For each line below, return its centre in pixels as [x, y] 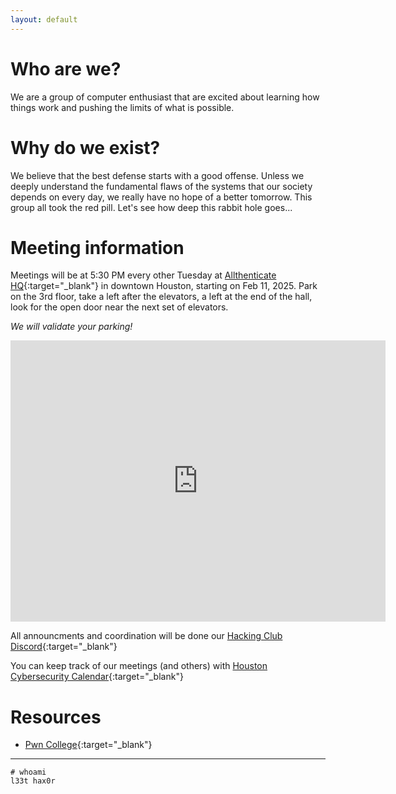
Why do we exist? [85, 147]
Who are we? [66, 68]
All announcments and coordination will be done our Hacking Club [146, 636]
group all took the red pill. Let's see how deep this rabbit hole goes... [151, 207]
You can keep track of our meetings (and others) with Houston [139, 666]
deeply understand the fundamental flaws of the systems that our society [161, 186]
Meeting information [97, 247]
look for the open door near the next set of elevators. [119, 307]
